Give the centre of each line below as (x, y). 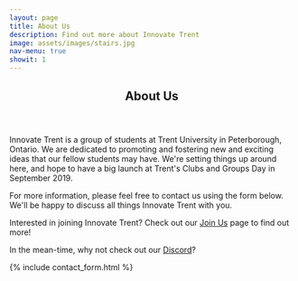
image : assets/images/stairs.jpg (72, 43)
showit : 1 (28, 60)
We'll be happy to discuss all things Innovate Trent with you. (121, 205)
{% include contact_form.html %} (71, 267)
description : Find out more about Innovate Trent (105, 34)
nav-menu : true (38, 52)
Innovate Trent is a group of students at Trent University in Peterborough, (146, 140)
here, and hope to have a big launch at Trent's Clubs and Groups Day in (142, 169)
